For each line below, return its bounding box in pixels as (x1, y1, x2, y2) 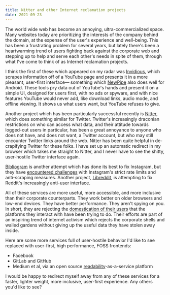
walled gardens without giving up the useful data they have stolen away (5, 222, 155, 228)
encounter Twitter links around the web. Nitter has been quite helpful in (5, 138, 154, 144)
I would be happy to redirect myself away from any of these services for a (5, 273, 160, 279)
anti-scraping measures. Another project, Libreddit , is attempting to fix (5, 174, 153, 180)
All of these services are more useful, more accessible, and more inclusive (5, 189, 161, 195)
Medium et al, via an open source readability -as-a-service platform (12, 263, 153, 269)
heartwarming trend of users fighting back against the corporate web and (5, 48, 159, 54)
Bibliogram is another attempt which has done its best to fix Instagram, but (5, 163, 161, 170)
